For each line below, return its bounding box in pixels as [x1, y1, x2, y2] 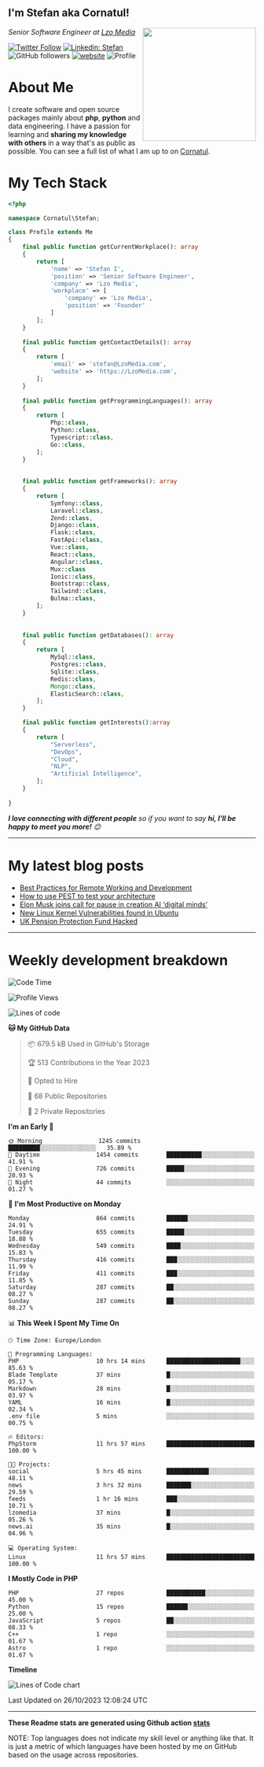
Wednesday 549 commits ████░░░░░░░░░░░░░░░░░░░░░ [8, 1242, 255, 1249]
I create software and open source [8, 104, 120, 113]
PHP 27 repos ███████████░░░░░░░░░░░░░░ [8, 1589, 255, 1597]
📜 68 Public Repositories [27, 1091, 108, 1101]
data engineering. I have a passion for [8, 121, 131, 131]
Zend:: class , [49, 514, 93, 522]
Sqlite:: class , [49, 667, 101, 676]
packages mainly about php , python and [8, 113, 141, 122]
